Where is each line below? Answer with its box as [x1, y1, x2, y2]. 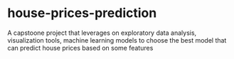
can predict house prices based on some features [7, 43, 154, 52]
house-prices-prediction [7, 5, 157, 21]
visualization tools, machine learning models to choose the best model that [7, 36, 227, 44]
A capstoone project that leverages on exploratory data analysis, [7, 28, 197, 37]
